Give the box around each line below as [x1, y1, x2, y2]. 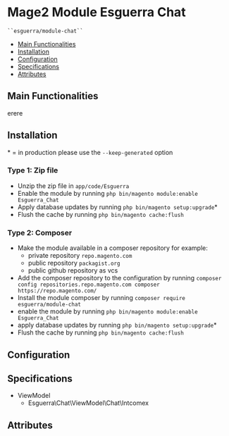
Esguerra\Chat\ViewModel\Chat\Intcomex [27, 399, 149, 407]
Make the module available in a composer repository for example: [17, 244, 208, 252]
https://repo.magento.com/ [17, 287, 97, 294]
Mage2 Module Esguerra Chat [7, 4, 186, 20]
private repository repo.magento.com [27, 251, 132, 260]
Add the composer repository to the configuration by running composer [17, 274, 222, 282]
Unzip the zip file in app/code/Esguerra [17, 181, 130, 190]
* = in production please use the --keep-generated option [7, 148, 173, 156]
